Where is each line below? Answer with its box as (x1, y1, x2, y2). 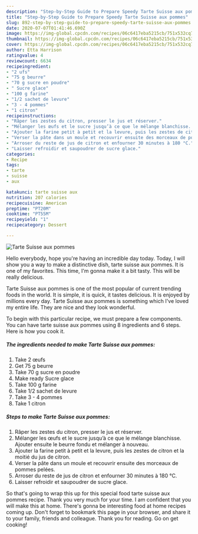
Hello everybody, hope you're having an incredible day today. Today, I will (6, 255, 185, 262)
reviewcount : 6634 (6, 58, 51, 64)
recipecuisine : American (6, 200, 67, 206)
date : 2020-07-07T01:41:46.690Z (6, 25, 85, 31)
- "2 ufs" (6, 69, 31, 75)
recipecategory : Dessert (6, 222, 67, 228)
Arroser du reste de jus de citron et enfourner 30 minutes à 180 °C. (14, 472, 177, 479)
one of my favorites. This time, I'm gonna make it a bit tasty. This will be (6, 267, 180, 274)
